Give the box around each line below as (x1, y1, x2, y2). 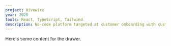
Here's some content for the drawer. (5, 36, 81, 42)
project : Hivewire (5, 7, 44, 13)
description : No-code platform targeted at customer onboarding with (5, 21, 156, 27)
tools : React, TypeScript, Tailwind (5, 17, 83, 22)
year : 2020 (5, 12, 28, 17)
